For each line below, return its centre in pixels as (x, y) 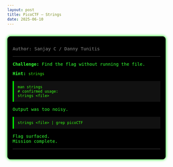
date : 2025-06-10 (25, 19)
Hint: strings (29, 73)
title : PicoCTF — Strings (34, 15)
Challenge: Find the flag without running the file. (79, 64)
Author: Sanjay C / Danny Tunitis (56, 49)
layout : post (21, 10)
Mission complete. (35, 141)
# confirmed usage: (38, 91)
